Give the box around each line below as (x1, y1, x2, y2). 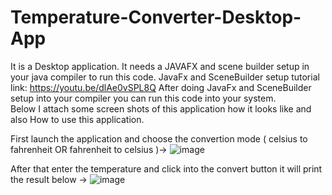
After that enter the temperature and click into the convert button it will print (10, 162, 323, 175)
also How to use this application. (10, 113, 145, 125)
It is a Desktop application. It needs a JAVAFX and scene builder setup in (10, 60, 310, 72)
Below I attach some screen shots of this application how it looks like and (10, 102, 312, 115)
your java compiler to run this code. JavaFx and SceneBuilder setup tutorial (10, 71, 320, 83)
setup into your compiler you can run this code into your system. (10, 92, 277, 104)
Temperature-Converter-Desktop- (10, 6, 302, 29)
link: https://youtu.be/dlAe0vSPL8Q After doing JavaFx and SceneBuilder (10, 81, 312, 93)
